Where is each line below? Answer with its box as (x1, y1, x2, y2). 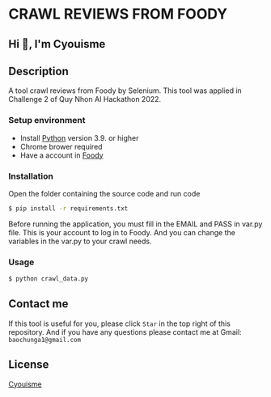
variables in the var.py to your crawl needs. (8, 236, 152, 246)
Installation (8, 171, 54, 182)
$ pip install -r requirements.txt (8, 204, 129, 213)
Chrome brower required (19, 141, 103, 151)
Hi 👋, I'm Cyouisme (8, 37, 106, 51)
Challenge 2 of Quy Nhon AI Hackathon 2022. (8, 95, 162, 104)
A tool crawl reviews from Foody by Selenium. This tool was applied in (8, 86, 243, 95)
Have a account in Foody (19, 150, 104, 160)
